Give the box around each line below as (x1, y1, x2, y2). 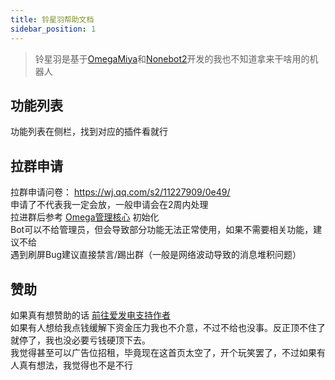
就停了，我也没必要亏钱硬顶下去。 (10, 334, 151, 346)
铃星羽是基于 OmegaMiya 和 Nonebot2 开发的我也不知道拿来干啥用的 (34, 52, 310, 65)
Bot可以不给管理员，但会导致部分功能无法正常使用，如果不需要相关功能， (10, 224, 314, 236)
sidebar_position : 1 (10, 24, 97, 34)
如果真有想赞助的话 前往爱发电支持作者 (10, 309, 171, 321)
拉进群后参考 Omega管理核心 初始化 (10, 211, 160, 223)
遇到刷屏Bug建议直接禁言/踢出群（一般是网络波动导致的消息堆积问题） (10, 249, 302, 261)
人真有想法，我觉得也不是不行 (10, 359, 133, 371)
